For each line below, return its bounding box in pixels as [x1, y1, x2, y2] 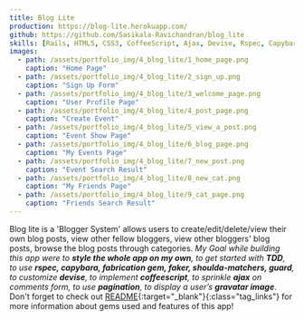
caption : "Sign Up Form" [25, 81, 119, 90]
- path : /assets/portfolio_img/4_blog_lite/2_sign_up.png [17, 73, 242, 82]
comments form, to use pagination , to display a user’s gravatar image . [9, 281, 278, 292]
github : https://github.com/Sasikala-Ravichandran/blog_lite [9, 30, 245, 39]
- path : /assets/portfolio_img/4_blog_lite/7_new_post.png [17, 156, 245, 166]
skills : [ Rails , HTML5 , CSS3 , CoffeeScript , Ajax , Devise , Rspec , [9, 38, 265, 48]
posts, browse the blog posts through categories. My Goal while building [9, 242, 280, 254]
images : [9, 47, 39, 56]
